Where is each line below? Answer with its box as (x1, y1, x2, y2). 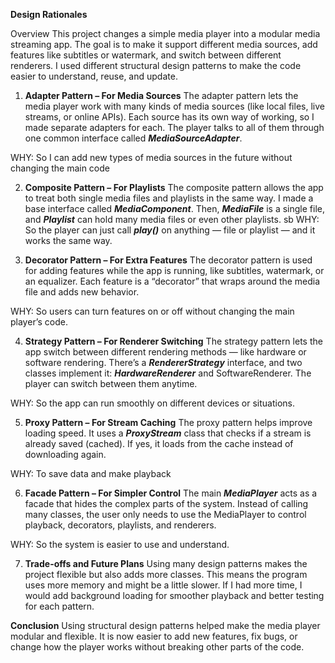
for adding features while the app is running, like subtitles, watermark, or (24, 265, 325, 276)
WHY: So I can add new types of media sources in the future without (10, 152, 293, 163)
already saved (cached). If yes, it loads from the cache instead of (24, 438, 294, 449)
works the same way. (24, 235, 113, 246)
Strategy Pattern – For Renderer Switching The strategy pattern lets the (24, 335, 323, 347)
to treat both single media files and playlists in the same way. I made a (24, 192, 314, 204)
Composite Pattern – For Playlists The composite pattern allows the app (24, 182, 324, 193)
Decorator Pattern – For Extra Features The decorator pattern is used (24, 254, 313, 266)
